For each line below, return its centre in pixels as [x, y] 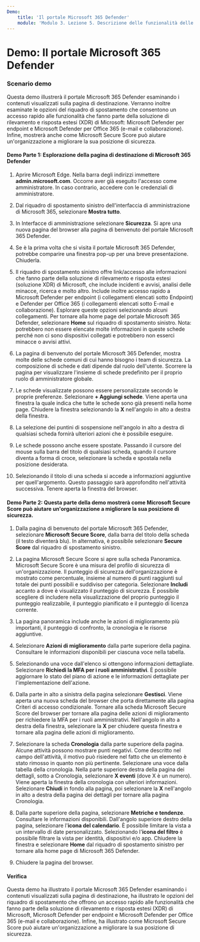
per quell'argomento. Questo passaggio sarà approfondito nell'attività [101, 483]
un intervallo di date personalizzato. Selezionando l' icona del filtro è [99, 832]
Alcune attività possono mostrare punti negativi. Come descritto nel [98, 751]
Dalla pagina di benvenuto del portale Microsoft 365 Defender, [92, 528]
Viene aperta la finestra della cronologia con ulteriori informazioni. [96, 782]
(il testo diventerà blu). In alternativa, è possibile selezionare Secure [99, 541]
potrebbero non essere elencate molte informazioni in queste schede [100, 329]
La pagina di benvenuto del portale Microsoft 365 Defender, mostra [98, 353]
